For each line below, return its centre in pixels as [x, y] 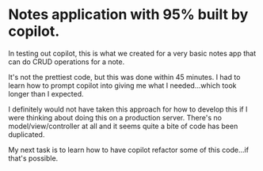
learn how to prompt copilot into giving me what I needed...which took [122, 85]
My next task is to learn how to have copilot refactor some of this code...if [129, 150]
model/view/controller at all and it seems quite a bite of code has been [123, 126]
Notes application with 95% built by [128, 15]
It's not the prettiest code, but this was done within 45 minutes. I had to [124, 77]
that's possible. [33, 158]
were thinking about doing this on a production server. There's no [115, 117]
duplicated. [27, 134]
